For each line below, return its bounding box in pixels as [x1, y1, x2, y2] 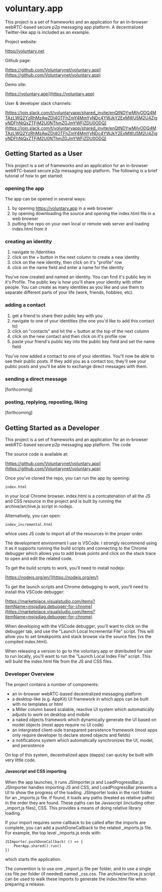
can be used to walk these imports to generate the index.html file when [5, 876, 147, 882]
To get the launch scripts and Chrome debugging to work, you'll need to [5, 584, 148, 590]
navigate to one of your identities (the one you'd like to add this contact [12, 318, 155, 323]
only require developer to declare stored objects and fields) [12, 732, 131, 738]
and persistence [12, 742, 44, 748]
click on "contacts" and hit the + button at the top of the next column [12, 328, 149, 334]
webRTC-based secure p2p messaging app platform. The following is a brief [5, 168, 158, 173]
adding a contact [5, 302, 46, 308]
